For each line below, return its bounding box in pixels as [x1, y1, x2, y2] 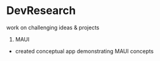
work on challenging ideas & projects [6, 24, 100, 31]
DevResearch [6, 4, 76, 18]
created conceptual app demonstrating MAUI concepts [15, 47, 154, 55]
